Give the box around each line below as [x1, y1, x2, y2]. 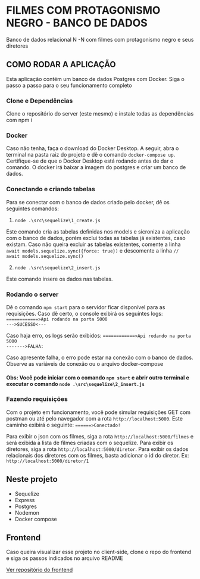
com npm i [6, 117, 33, 124]
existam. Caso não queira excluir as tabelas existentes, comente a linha [6, 241, 181, 248]
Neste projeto [6, 474, 58, 484]
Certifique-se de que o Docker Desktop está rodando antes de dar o [6, 157, 174, 164]
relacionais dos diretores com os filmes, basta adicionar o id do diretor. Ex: [6, 452, 189, 459]
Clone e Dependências [6, 96, 73, 105]
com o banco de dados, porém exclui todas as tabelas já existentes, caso [6, 234, 186, 241]
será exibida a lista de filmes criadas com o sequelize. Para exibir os [6, 439, 174, 446]
